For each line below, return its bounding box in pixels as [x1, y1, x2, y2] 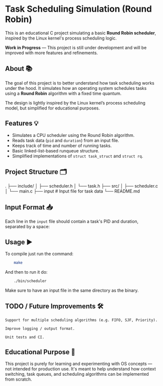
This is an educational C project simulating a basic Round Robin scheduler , [5, 30, 157, 36]
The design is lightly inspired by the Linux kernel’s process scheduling [5, 100, 146, 106]
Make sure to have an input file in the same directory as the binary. [5, 287, 139, 293]
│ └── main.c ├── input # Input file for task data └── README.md [5, 188, 140, 194]
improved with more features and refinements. [5, 50, 98, 56]
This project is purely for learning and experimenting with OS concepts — [5, 361, 152, 367]
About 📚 [5, 64, 33, 73]
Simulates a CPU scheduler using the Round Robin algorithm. [12, 132, 135, 138]
